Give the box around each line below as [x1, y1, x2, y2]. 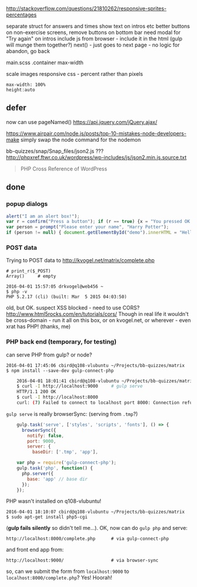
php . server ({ [21, 471, 54, 476]
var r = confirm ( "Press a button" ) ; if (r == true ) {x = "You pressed [6, 219, 182, 225]
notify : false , [27, 432, 64, 439]
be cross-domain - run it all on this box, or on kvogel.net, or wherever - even [6, 317, 191, 324]
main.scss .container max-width [6, 59, 84, 66]
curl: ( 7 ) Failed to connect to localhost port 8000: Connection [16, 400, 180, 406]
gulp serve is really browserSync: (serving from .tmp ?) [6, 410, 138, 417]
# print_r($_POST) [6, 268, 51, 274]
